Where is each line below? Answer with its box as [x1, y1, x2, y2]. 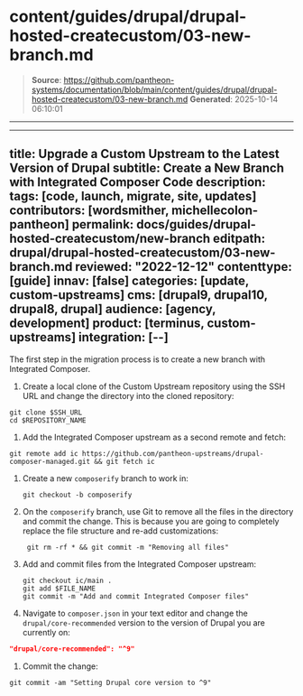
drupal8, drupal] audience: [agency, [9, 302, 216, 317]
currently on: [22, 626, 70, 637]
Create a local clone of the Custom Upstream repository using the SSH [22, 381, 286, 392]
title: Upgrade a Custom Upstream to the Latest [9, 146, 280, 162]
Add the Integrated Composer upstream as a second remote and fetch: [22, 432, 287, 442]
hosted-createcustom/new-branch [9, 231, 211, 246]
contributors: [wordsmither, [9, 203, 170, 218]
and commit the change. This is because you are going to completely [22, 515, 280, 526]
